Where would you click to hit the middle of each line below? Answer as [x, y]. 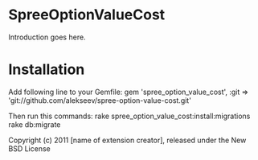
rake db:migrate [35, 124]
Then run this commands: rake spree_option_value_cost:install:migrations [129, 116]
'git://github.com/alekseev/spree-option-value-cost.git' [100, 100]
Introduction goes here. [47, 37]
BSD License [29, 148]
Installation [47, 70]
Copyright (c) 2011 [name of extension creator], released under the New [127, 140]
